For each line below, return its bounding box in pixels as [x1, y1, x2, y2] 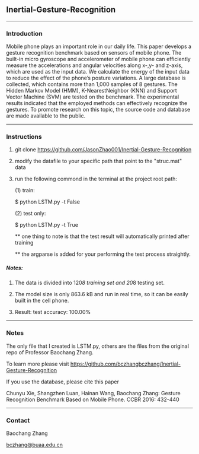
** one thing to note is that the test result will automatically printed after [14, 233, 190, 240]
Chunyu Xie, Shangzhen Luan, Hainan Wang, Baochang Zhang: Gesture [6, 389, 181, 396]
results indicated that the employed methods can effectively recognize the [6, 100, 188, 107]
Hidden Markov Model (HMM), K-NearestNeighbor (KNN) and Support [6, 87, 178, 94]
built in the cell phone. [14, 297, 69, 304]
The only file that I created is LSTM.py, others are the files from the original [6, 342, 190, 350]
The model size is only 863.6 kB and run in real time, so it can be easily [14, 291, 188, 298]
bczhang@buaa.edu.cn [6, 441, 63, 448]
